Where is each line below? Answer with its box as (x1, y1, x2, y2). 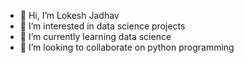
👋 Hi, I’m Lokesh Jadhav (19, 10, 120, 21)
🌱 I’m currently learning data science (19, 31, 172, 42)
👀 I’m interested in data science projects (19, 20, 186, 32)
